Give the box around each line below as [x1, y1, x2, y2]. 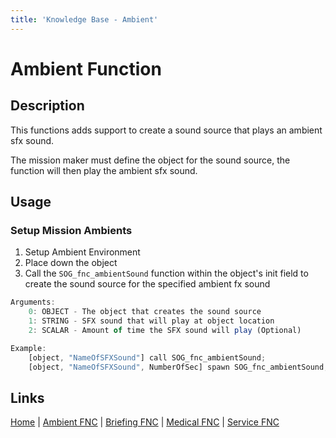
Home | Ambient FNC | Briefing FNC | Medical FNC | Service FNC [10, 416, 280, 428]
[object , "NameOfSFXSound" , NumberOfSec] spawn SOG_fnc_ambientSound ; [28, 362, 329, 372]
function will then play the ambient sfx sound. [10, 164, 198, 176]
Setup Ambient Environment [24, 246, 141, 258]
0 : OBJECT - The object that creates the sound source [28, 307, 262, 317]
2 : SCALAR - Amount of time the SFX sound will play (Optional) [28, 325, 302, 335]
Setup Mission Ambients [10, 223, 133, 237]
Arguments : [10, 297, 56, 308]
